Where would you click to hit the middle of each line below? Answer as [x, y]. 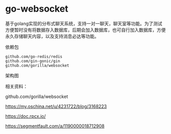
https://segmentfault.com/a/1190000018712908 [55, 126]
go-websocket [37, 9]
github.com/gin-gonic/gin [33, 61]
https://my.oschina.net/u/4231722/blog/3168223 [56, 106]
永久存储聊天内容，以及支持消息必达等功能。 [52, 36]
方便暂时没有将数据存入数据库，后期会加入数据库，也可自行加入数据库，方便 [85, 30]
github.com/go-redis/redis [34, 56]
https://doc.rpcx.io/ [25, 116]
